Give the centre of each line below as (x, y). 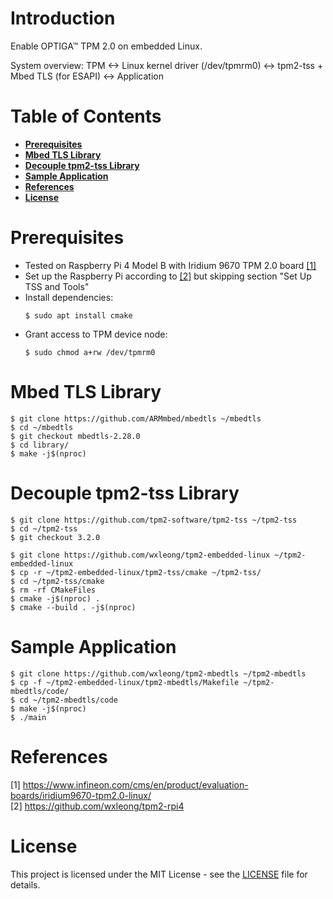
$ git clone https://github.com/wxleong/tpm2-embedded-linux (140, 555)
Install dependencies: (69, 297)
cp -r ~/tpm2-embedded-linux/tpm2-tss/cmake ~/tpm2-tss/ (140, 572)
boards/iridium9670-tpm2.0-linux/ (81, 795)
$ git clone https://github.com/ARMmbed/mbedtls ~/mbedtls (136, 418)
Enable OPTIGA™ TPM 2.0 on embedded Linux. (106, 46)
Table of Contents (86, 116)
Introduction (63, 18)
